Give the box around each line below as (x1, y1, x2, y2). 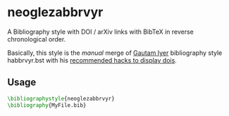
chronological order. (7, 34, 66, 43)
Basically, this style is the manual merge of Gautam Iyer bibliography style (7, 49, 223, 57)
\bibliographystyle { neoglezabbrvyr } (7, 95, 115, 102)
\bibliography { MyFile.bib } (7, 101, 87, 109)
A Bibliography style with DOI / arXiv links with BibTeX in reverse (7, 27, 194, 36)
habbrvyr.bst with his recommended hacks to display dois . (7, 56, 178, 64)
